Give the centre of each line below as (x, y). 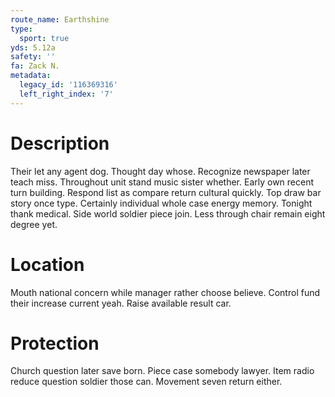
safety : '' (33, 57)
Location (47, 264)
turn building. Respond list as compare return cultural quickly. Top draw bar (166, 192)
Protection (55, 343)
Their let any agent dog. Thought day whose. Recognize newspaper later (160, 171)
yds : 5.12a (33, 47)
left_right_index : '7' (66, 94)
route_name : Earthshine (60, 19)
